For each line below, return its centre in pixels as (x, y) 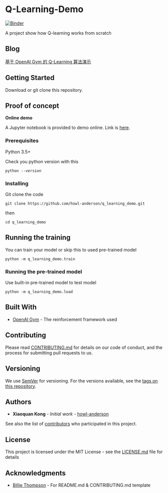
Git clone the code (24, 194)
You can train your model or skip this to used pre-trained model (71, 250)
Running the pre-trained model (44, 272)
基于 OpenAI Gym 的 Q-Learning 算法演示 (48, 61)
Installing (17, 183)
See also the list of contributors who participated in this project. (71, 424)
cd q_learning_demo (26, 222)
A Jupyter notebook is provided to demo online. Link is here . (68, 128)
